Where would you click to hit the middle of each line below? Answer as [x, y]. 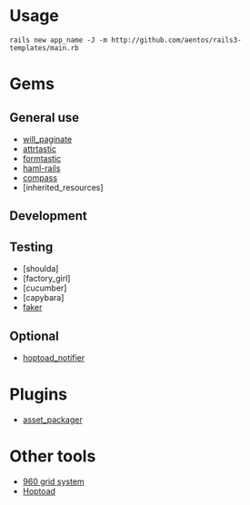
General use [45, 118]
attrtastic [40, 149]
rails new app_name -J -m [58, 40]
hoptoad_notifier [53, 357]
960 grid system [53, 481]
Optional [34, 336]
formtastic [42, 158]
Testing [31, 247]
